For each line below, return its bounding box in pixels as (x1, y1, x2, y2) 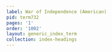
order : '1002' (6, 25, 42, 32)
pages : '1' (6, 20, 34, 26)
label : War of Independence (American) (6, 8, 107, 15)
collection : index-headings (6, 36, 77, 42)
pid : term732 (6, 14, 39, 20)
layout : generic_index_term (6, 31, 77, 37)
